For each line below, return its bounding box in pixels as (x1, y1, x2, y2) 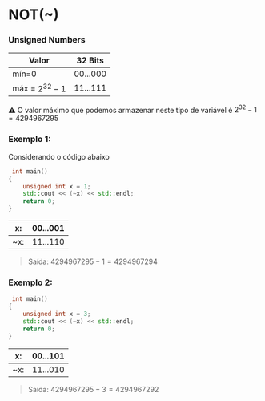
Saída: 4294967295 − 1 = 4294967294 (27, 257, 158, 266)
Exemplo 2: (8, 277, 54, 288)
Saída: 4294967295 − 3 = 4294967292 (27, 384, 159, 394)
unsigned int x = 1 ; (22, 182, 91, 190)
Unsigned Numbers (8, 34, 86, 46)
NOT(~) (8, 6, 59, 24)
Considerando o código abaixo (8, 152, 110, 161)
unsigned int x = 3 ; (22, 310, 91, 318)
